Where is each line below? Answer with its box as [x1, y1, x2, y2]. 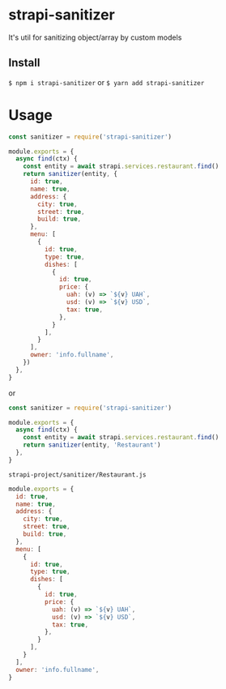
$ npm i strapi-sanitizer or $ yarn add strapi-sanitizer [8, 77, 205, 87]
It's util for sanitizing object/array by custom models [8, 32, 182, 42]
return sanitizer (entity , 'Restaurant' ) [23, 441, 161, 449]
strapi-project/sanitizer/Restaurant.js [8, 470, 147, 479]
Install [8, 56, 41, 70]
